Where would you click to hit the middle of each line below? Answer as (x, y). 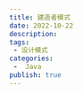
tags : (19, 42)
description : (33, 34)
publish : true (36, 75)
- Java (27, 67)
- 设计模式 (31, 50)
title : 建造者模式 (40, 17)
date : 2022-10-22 (41, 26)
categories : (31, 58)
